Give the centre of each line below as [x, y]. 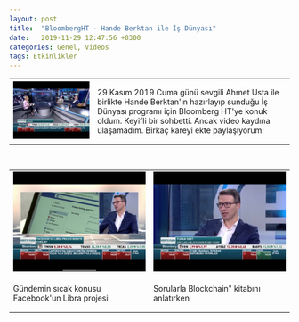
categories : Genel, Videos [59, 47]
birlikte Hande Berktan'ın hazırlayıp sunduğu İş [183, 102]
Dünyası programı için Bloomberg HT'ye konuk [182, 111]
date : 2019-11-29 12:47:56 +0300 [75, 37]
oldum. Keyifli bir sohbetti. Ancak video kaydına [184, 120]
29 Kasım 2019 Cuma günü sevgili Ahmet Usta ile [188, 92]
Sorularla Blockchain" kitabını [207, 288]
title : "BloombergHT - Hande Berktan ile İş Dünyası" [113, 28]
